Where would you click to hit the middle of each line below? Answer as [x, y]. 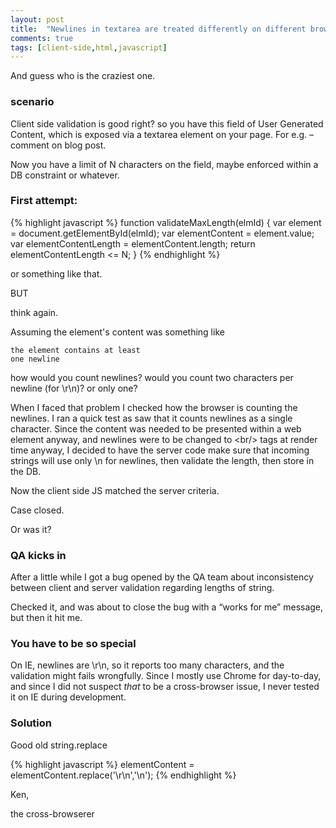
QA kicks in [38, 555]
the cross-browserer [52, 813]
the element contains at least [75, 350]
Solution [31, 723]
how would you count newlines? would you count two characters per [152, 377]
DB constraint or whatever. [65, 175]
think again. [34, 312]
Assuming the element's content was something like [117, 332]
